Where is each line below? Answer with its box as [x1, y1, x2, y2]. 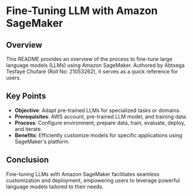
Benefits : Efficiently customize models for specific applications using [14, 131, 183, 138]
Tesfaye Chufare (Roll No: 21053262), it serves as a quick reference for [6, 68, 178, 75]
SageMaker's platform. [14, 138, 70, 145]
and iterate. [14, 125, 43, 133]
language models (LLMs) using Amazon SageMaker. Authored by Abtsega [6, 62, 185, 69]
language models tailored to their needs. [6, 183, 104, 190]
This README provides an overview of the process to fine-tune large [6, 56, 173, 62]
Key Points [6, 91, 46, 101]
